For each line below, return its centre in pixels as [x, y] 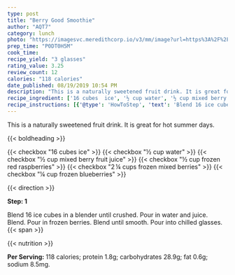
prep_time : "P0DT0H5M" [40, 46]
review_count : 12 [33, 72]
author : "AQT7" [29, 27]
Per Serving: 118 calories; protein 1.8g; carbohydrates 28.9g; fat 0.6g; [108, 257]
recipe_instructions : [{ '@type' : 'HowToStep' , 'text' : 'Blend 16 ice [111, 105]
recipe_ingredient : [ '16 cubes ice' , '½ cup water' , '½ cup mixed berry [117, 99]
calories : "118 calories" [45, 79]
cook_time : [23, 53]
